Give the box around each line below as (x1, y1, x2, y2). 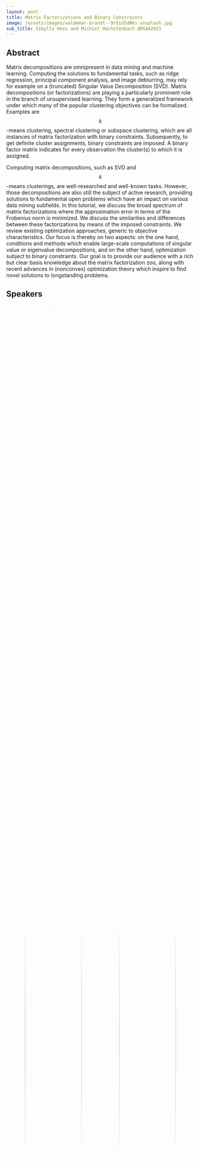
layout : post (6, 8, 39, 15)
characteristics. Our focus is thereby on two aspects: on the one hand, (6, 234, 180, 241)
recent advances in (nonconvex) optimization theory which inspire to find (6, 265, 186, 273)
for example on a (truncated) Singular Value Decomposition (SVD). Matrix (6, 83, 187, 90)
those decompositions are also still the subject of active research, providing (6, 189, 193, 196)
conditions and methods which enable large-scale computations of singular (6, 240, 192, 247)
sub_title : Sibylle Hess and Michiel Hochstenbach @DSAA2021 (6, 25, 162, 32)
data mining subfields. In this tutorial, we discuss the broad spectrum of (6, 202, 183, 209)
